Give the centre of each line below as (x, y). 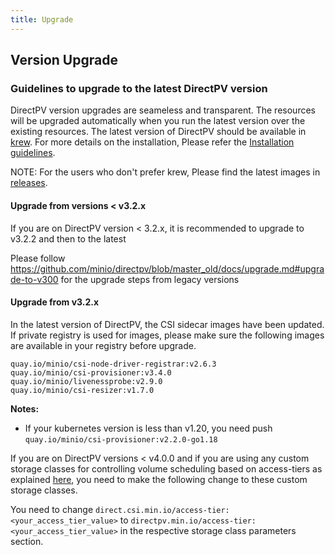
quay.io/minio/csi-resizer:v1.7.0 (82, 390)
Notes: (25, 408)
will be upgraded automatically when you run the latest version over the (158, 121)
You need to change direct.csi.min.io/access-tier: (120, 509)
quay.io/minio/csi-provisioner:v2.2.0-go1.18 (121, 439)
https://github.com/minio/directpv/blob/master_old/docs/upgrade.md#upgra (167, 268)
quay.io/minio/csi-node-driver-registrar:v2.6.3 (113, 364)
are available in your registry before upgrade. (103, 345)
